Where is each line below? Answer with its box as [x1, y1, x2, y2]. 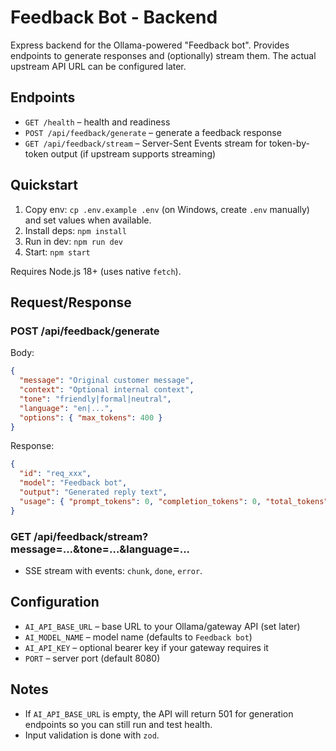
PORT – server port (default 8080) [24, 652, 161, 664]
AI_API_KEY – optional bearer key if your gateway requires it [24, 641, 269, 653]
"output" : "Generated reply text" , [19, 487, 168, 497]
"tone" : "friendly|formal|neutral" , [19, 394, 172, 404]
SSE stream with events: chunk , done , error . [24, 564, 203, 576]
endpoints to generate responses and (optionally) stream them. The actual [10, 49, 317, 61]
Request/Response [10, 294, 132, 311]
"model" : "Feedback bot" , [19, 478, 128, 488]
